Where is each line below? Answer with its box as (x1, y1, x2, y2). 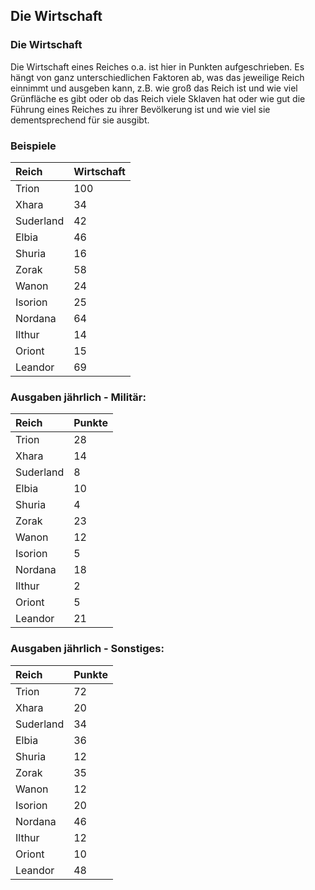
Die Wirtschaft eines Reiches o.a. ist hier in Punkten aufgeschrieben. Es (10, 60, 305, 73)
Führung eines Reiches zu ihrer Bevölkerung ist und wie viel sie (10, 103, 271, 115)
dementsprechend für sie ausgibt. (10, 114, 150, 126)
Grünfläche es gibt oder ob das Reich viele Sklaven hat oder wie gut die (10, 92, 306, 104)
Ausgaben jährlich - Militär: (10, 390, 147, 404)
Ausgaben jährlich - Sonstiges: (10, 642, 165, 656)
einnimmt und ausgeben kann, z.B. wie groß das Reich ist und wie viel (10, 82, 298, 94)
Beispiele (10, 139, 57, 153)
